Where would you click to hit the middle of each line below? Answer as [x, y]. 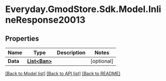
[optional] [102, 61]
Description [71, 53]
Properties [22, 38]
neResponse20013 [45, 20]
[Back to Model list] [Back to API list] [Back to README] [63, 73]
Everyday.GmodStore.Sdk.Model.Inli [83, 9]
